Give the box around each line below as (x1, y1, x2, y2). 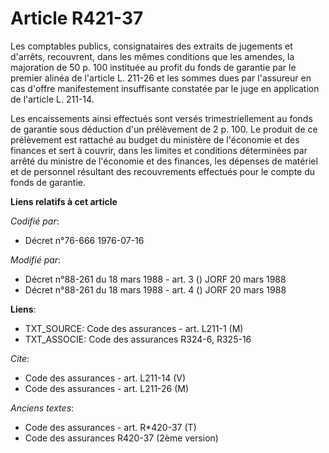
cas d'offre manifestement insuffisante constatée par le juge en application (10, 82, 320, 94)
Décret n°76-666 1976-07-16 (24, 234, 145, 246)
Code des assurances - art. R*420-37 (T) (24, 421, 197, 433)
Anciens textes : (10, 402, 75, 414)
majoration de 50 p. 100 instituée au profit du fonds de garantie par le (10, 61, 297, 73)
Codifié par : (10, 215, 60, 227)
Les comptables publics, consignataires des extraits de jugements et (10, 40, 293, 52)
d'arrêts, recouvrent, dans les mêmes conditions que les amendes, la (10, 50, 295, 62)
